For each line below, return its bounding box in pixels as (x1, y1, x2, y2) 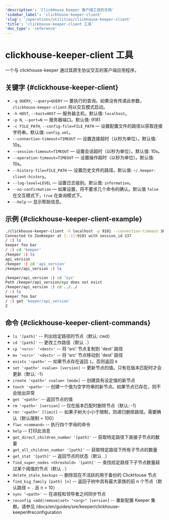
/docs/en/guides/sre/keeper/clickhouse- (36, 503, 120, 509)
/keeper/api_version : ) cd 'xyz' (5, 275, 75, 280)
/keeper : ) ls (5, 252, 35, 257)
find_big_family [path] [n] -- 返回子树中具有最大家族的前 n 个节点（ (12, 478, 158, 484)
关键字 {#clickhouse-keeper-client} (5, 83, 119, 92)
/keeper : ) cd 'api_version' (5, 261, 66, 267)
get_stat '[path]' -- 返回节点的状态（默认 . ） (12, 453, 110, 459)
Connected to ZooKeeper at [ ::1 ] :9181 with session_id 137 (5, 233, 132, 238)
